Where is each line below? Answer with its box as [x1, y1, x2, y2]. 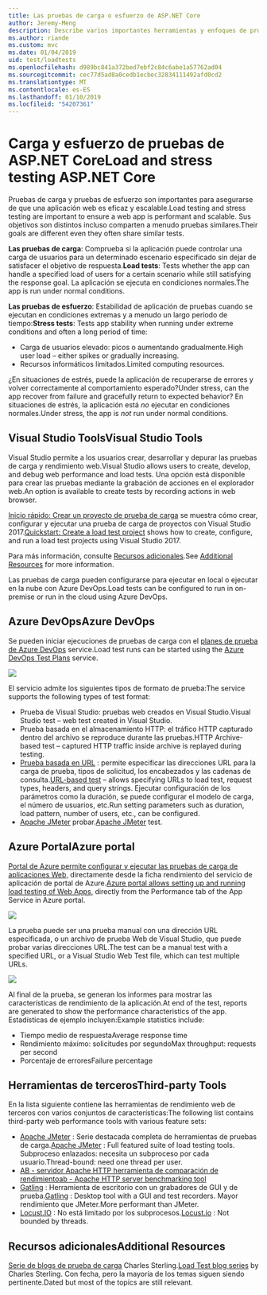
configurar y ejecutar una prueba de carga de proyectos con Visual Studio [8, 519, 252, 528]
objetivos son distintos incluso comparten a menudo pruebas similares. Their [8, 220, 258, 230]
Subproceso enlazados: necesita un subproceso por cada [19, 1149, 210, 1158]
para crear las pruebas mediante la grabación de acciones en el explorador [8, 478, 254, 488]
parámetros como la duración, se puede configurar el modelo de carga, [19, 791, 254, 801]
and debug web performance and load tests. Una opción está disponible [8, 469, 246, 479]
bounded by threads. [19, 1216, 89, 1226]
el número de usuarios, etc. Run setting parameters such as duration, [19, 800, 245, 810]
